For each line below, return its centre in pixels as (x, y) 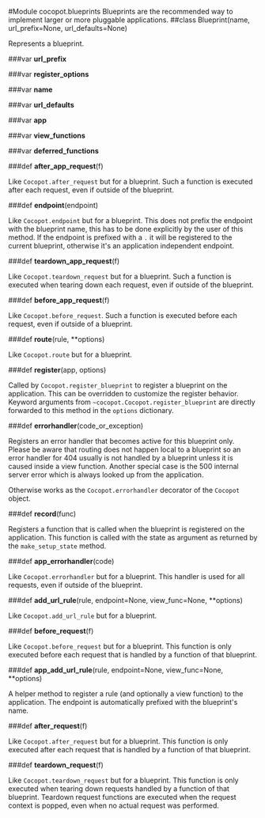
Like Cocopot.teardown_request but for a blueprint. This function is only (123, 780)
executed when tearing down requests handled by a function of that (119, 789)
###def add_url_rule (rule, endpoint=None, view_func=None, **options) (126, 600)
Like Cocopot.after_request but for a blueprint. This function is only (118, 741)
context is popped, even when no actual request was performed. (114, 805)
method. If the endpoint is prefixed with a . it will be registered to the (120, 237)
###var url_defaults (41, 105)
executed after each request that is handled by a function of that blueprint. (130, 750)
